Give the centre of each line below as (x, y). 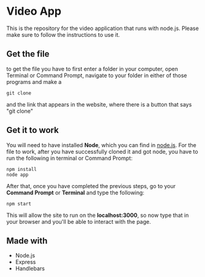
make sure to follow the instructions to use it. (63, 34)
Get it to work (33, 130)
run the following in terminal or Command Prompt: (70, 158)
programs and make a (34, 82)
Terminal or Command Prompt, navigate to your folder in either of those (97, 75)
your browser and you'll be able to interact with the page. (79, 221)
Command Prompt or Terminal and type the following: (75, 192)
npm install (21, 169)
